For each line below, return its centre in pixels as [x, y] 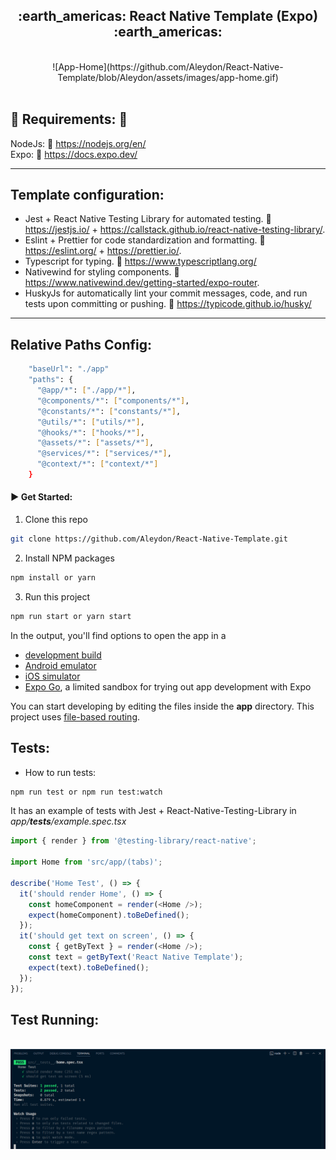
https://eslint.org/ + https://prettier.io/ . [103, 251]
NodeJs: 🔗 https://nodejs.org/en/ [78, 143]
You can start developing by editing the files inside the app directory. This [162, 706]
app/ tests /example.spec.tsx [68, 821]
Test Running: [55, 1019]
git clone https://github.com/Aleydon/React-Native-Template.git [149, 539]
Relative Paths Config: [81, 344]
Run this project [57, 596]
